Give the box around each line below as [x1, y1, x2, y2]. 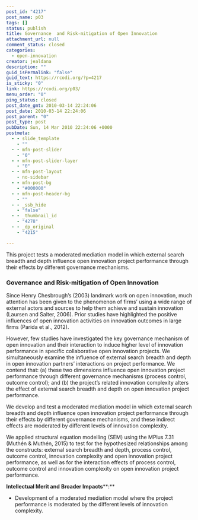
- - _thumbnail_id [11, 213, 58, 219]
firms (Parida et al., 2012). [6, 323, 69, 330]
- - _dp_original [11, 224, 55, 230]
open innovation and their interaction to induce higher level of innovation [6, 341, 184, 348]
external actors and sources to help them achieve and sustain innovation [6, 304, 184, 312]
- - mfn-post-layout [11, 169, 62, 175]
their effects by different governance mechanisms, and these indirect [6, 416, 175, 423]
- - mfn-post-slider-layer [11, 158, 78, 164]
